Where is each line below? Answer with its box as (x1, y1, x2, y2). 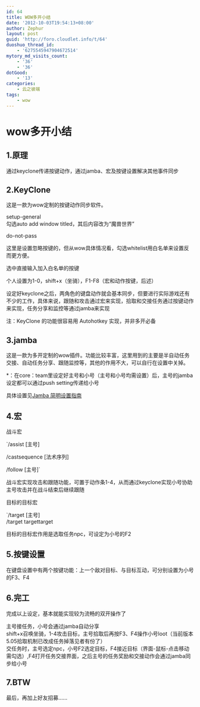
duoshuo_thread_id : (6, 42, 55, 48)
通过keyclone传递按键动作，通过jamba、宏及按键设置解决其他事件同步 (6, 167, 179, 175)
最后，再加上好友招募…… (6, 694, 68, 701)
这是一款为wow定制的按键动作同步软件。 (6, 201, 107, 208)
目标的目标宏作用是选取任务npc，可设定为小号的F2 (6, 531, 132, 538)
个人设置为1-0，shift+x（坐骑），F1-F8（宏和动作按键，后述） (6, 278, 157, 285)
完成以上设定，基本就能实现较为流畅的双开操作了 (6, 610, 126, 617)
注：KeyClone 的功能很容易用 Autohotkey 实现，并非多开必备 (6, 317, 157, 325)
